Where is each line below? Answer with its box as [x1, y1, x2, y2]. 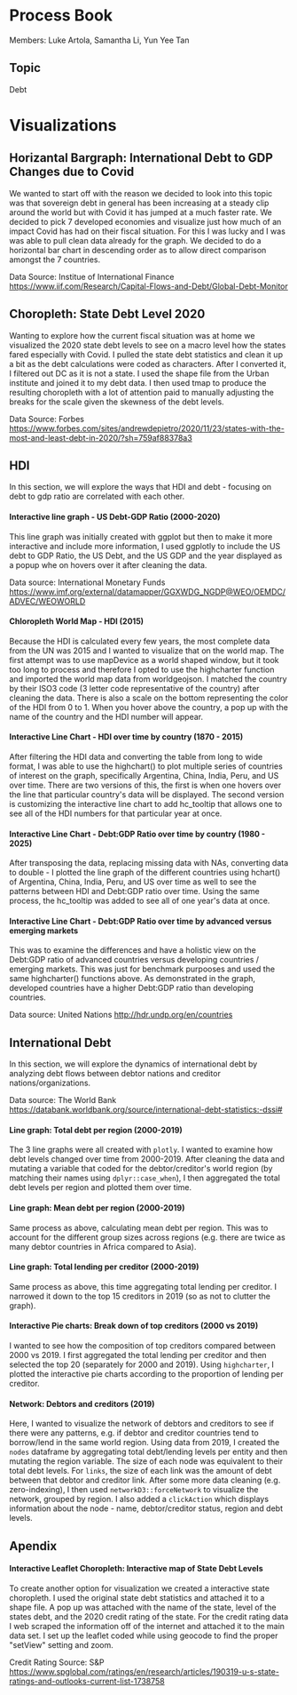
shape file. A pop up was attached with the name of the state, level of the [9, 1602, 277, 1612]
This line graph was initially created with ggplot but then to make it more [9, 531, 273, 542]
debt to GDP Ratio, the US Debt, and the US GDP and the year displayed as [9, 550, 283, 561]
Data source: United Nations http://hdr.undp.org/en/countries [9, 1010, 233, 1020]
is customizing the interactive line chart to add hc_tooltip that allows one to [9, 798, 283, 809]
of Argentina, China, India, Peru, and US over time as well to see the [9, 876, 257, 887]
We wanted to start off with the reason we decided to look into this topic [9, 188, 273, 198]
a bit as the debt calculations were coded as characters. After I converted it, [9, 358, 286, 369]
